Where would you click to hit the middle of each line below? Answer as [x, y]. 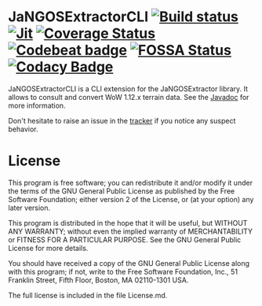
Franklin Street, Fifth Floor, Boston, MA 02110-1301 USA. [98, 280]
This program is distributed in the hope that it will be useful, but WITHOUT [128, 223]
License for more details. [48, 248]
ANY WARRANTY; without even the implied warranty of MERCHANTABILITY [131, 231]
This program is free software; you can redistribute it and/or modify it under [131, 182]
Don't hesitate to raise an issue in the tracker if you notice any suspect [122, 120]
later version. [29, 208]
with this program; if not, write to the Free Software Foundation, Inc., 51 [123, 271]
